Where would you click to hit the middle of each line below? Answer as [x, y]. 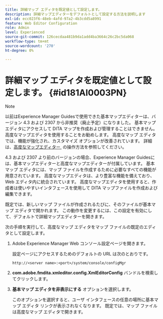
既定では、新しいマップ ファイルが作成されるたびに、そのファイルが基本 [78, 204]
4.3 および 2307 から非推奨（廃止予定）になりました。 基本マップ [90, 123]
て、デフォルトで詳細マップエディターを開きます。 [56, 217]
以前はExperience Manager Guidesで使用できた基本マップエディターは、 [78, 117]
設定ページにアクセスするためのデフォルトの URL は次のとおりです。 [81, 254]
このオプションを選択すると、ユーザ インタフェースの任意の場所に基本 [83, 300]
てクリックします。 [31, 279]
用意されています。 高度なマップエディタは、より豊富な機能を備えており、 [80, 176]
